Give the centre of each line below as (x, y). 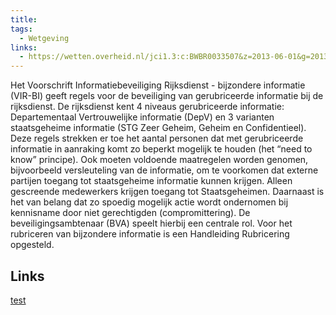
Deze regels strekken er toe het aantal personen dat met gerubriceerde (157, 138)
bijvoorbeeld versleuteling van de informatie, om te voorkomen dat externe (164, 170)
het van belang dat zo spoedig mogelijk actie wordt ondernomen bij (149, 202)
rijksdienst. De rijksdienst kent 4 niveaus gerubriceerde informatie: (147, 107)
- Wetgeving (44, 38)
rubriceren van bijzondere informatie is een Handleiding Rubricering (150, 234)
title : (24, 19)
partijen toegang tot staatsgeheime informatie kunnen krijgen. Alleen (151, 181)
